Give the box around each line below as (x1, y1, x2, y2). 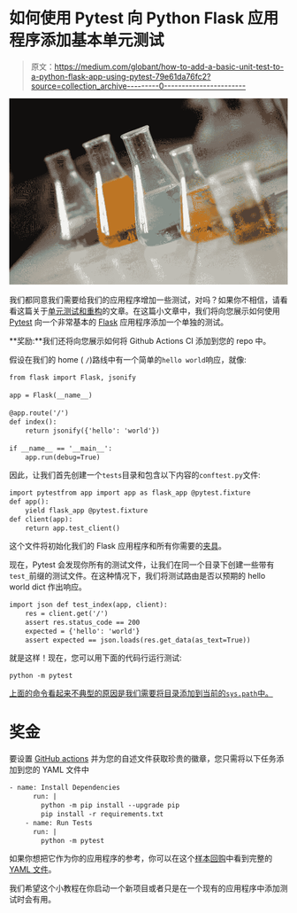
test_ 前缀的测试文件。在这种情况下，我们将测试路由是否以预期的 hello (9, 571, 266, 581)
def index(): (9, 417, 57, 426)
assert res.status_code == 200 (25, 618, 141, 628)
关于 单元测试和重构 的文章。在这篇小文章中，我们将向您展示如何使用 (32, 306, 280, 316)
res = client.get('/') (25, 609, 109, 619)
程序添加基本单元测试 (9, 30, 165, 51)
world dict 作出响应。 (9, 581, 87, 592)
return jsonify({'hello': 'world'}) (25, 426, 161, 435)
